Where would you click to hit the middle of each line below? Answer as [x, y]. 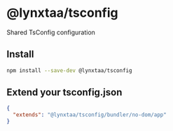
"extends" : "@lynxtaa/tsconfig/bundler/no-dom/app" [90, 115]
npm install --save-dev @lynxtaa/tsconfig [69, 70]
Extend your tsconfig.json [64, 92]
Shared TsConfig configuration [51, 32]
